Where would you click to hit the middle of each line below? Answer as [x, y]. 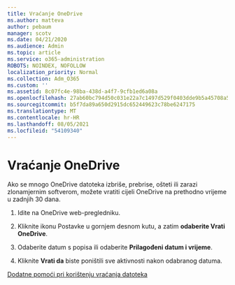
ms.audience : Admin [36, 46]
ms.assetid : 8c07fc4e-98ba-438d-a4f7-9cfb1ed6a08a [83, 92]
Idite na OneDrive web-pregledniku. [69, 213]
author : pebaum [29, 27]
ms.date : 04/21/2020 [37, 40]
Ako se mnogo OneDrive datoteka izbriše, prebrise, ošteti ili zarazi [102, 184]
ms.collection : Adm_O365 [43, 79]
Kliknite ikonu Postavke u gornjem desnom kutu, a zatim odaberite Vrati [121, 226]
